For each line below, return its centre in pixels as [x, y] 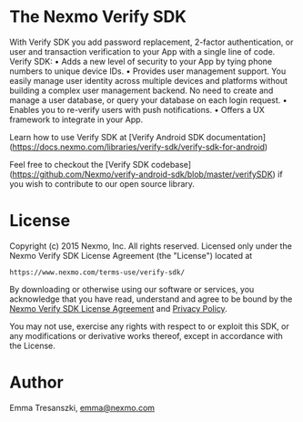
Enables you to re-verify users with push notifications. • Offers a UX [137, 109]
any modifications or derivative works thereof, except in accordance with [146, 335]
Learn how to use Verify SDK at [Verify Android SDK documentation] [138, 137]
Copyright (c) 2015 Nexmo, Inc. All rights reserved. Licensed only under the [151, 246]
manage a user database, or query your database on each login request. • [149, 100]
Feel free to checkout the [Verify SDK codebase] [101, 164]
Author [36, 382]
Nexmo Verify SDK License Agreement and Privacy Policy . [118, 308]
